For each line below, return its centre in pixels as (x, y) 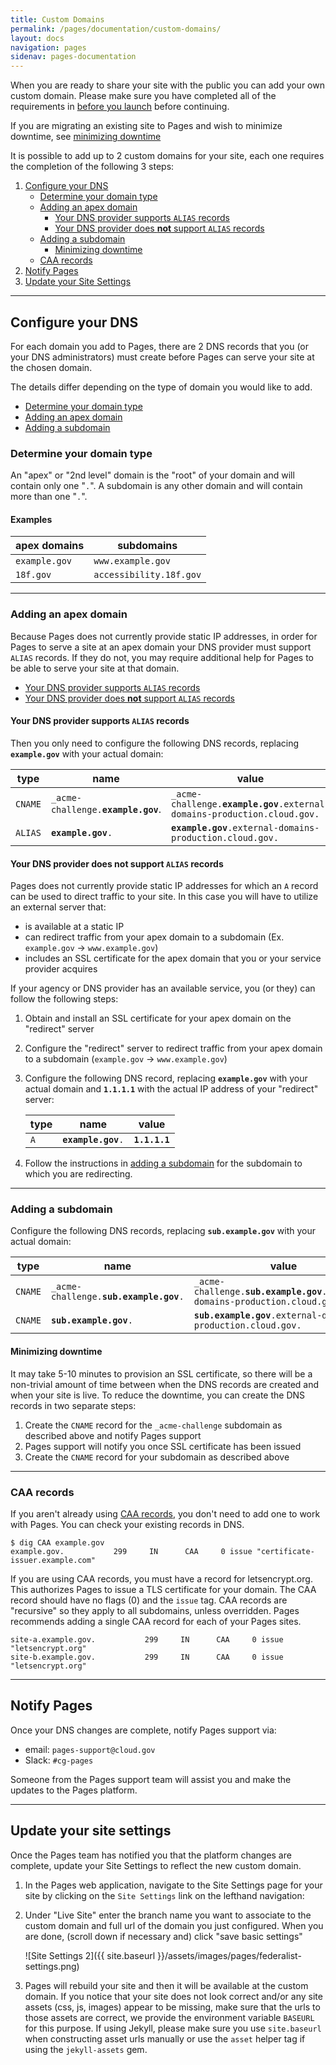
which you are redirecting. (78, 1174)
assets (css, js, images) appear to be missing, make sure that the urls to (172, 2007)
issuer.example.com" (53, 1560)
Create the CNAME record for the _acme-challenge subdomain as (153, 1425)
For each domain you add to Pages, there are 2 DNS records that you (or (160, 346)
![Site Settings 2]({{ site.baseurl (90, 1955)
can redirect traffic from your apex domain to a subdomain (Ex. (154, 937)
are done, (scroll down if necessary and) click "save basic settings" (163, 1936)
